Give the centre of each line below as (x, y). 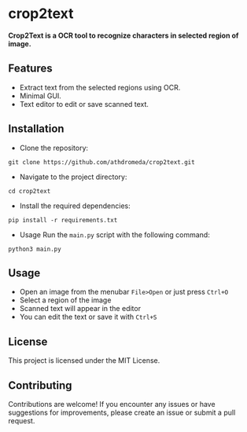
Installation (36, 129)
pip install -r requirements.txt (63, 220)
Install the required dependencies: (75, 206)
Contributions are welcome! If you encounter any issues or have (112, 404)
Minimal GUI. (40, 96)
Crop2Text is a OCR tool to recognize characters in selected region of (124, 35)
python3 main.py (35, 249)
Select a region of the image (65, 300)
